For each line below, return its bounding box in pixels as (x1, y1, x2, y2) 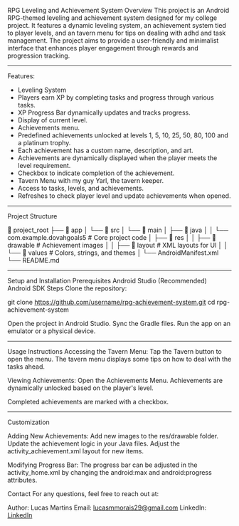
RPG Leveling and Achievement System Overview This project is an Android (7, 6, 230, 14)
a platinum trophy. (17, 139, 71, 147)
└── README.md (7, 256, 60, 264)
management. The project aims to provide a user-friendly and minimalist (7, 36, 219, 45)
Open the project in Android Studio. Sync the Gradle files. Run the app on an (7, 320, 231, 327)
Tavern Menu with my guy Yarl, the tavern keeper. (17, 177, 164, 184)
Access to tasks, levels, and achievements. (17, 184, 144, 192)
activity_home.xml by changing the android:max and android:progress (7, 468, 212, 476)
